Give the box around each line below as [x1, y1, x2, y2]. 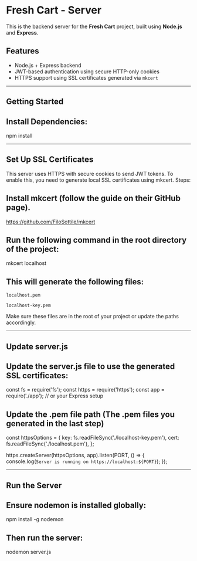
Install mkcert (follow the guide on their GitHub [6, 193, 181, 203]
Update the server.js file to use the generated [6, 361, 175, 371]
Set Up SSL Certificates [6, 155, 94, 165]
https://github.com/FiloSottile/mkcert [6, 218, 96, 225]
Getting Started [6, 97, 64, 107]
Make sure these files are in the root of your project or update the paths [6, 313, 179, 320]
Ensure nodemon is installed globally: [6, 501, 147, 510]
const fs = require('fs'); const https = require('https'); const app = [6, 386, 165, 393]
